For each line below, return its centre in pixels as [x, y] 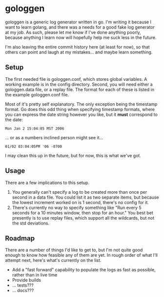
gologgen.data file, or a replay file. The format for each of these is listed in [80, 89]
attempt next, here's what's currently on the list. [53, 260]
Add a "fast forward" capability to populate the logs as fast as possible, [84, 270]
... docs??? [23, 291]
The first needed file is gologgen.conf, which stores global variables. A [76, 79]
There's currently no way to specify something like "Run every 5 [77, 207]
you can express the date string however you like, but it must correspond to [81, 114]
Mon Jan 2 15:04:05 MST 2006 [35, 129]
